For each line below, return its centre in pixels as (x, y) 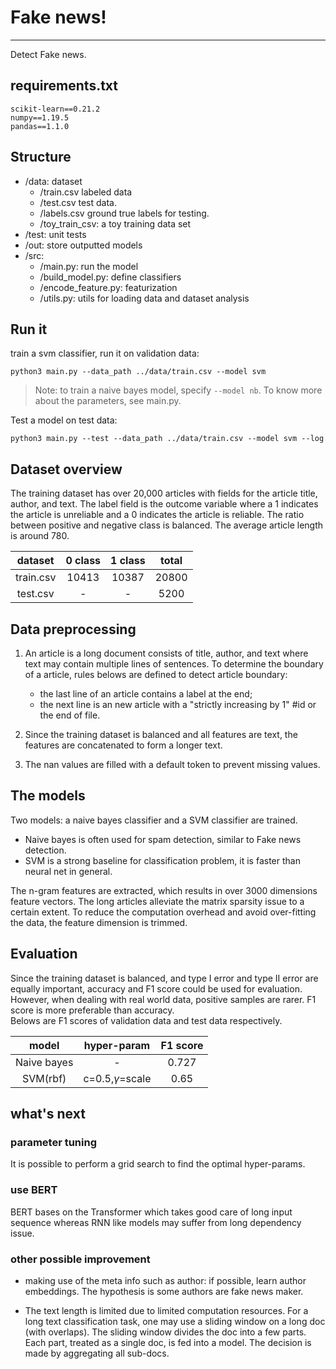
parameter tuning (54, 1142)
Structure (41, 157)
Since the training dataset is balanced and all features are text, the (161, 734)
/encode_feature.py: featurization (108, 287)
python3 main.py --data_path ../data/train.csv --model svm (138, 372)
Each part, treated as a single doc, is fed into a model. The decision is (168, 1342)
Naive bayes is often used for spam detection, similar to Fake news (163, 839)
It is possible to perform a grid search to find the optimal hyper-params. (158, 1164)
